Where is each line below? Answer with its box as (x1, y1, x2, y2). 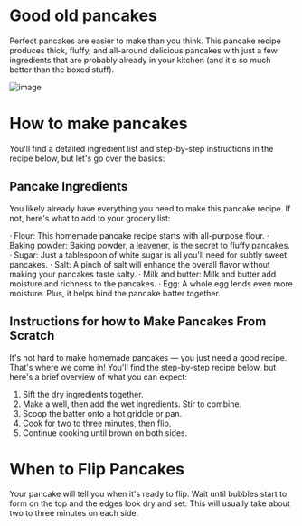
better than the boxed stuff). (9, 64, 115, 75)
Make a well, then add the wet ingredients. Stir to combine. (22, 399, 242, 409)
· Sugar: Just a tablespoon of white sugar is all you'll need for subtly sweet (9, 249, 288, 260)
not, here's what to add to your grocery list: (9, 212, 171, 223)
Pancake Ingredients (9, 179, 128, 194)
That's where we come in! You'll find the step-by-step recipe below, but (9, 362, 277, 372)
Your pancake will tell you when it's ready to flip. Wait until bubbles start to (9, 489, 288, 500)
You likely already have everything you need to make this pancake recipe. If (9, 202, 291, 213)
